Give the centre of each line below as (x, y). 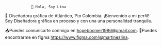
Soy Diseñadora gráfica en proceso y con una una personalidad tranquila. (79, 21)
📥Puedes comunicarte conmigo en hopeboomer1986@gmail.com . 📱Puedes (81, 30)
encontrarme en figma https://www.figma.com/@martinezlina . (67, 37)
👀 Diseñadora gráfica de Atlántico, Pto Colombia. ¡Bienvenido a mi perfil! (77, 16)
